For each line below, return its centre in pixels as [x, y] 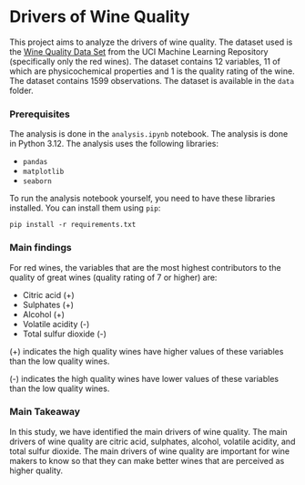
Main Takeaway [45, 412]
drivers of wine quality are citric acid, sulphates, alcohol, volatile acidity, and [152, 441]
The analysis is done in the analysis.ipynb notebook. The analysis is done [149, 134]
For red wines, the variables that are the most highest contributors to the [145, 267]
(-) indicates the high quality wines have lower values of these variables [144, 378]
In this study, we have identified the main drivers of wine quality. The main [149, 431]
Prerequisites [40, 114]
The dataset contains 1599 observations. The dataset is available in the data [152, 80]
